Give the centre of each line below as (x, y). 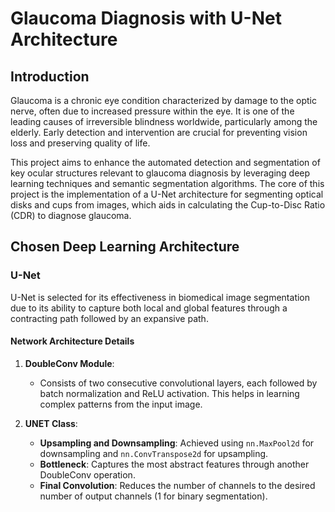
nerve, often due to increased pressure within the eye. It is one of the (152, 111)
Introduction (50, 76)
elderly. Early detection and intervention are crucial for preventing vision (159, 132)
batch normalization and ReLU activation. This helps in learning (169, 393)
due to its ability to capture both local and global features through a (149, 308)
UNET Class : (51, 423)
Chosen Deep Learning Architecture (125, 247)
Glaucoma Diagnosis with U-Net (146, 18)
